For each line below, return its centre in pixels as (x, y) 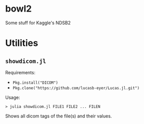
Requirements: (20, 72)
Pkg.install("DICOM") (35, 83)
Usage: (13, 97)
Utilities (22, 43)
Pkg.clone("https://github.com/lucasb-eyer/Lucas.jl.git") (76, 88)
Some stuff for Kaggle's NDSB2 (38, 23)
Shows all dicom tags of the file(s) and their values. (59, 116)
